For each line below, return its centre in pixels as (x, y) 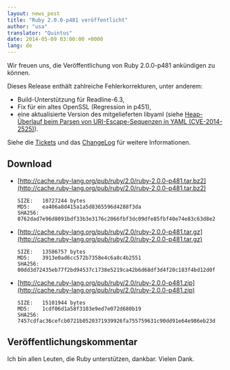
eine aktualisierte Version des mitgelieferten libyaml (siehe (100, 114)
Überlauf (30, 121)
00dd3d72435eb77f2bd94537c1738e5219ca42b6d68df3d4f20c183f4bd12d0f (116, 270)
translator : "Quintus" (40, 33)
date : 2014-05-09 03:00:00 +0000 (55, 39)
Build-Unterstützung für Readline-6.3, (71, 100)
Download (29, 164)
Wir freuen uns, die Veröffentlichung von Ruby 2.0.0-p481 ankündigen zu (111, 65)
